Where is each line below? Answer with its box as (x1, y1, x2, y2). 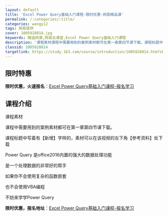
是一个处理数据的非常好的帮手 (5, 162, 66, 168)
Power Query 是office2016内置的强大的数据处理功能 (5, 152, 112, 158)
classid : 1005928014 (5, 45, 48, 50)
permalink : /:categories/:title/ (5, 17, 75, 22)
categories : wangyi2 (5, 21, 48, 27)
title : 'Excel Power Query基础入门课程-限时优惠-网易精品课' (5, 12, 124, 17)
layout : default (5, 7, 39, 13)
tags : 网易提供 (5, 26, 34, 31)
